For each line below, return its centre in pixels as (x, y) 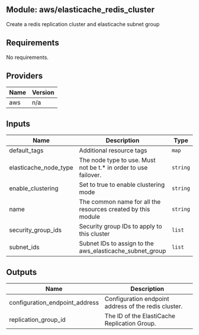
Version (43, 93)
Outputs (22, 272)
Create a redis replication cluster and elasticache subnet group (83, 24)
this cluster (94, 234)
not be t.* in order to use (113, 168)
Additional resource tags (113, 151)
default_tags (26, 151)
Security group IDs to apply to (121, 227)
